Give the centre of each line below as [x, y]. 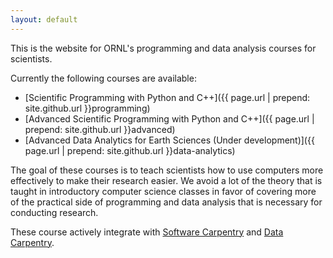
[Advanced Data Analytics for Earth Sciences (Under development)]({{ [169, 140]
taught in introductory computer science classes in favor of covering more [163, 191]
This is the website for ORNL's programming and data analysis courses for [163, 48]
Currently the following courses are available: [103, 78]
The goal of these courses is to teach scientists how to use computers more [167, 170]
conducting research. [54, 212]
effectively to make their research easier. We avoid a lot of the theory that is [166, 180]
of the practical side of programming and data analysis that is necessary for [166, 202]
